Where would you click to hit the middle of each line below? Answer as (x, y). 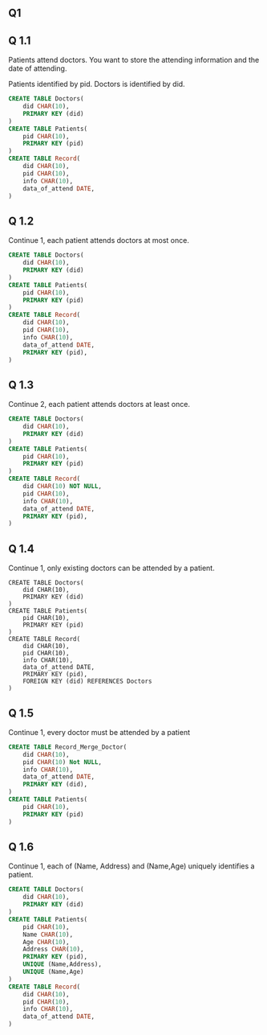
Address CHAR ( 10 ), (53, 949)
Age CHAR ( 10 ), (46, 942)
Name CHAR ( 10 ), (48, 934)
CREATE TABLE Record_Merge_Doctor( (68, 747)
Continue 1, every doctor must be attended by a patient (99, 732)
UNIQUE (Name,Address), (63, 964)
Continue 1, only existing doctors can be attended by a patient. (111, 568)
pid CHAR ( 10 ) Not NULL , (63, 762)
